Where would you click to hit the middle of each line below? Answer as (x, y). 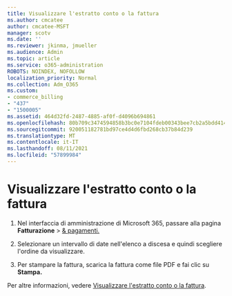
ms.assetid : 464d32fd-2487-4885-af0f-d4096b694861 (81, 116)
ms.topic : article (33, 59)
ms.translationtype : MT (41, 136)
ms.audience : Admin (35, 53)
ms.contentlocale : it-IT (43, 142)
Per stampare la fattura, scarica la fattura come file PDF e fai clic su (113, 264)
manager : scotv (29, 33)
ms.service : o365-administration (55, 65)
